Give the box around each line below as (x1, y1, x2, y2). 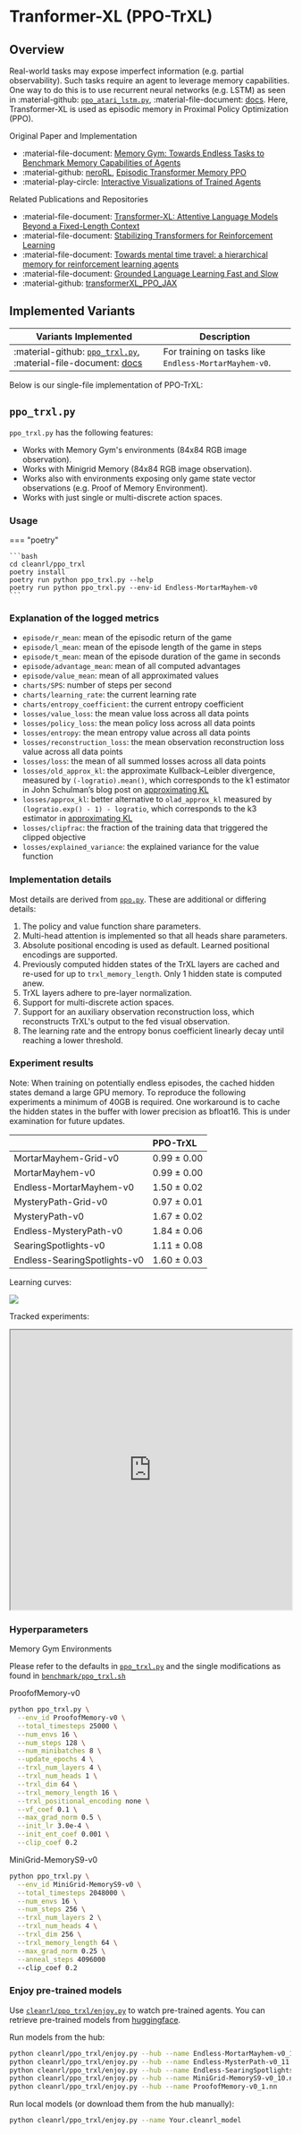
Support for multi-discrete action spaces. (21, 997, 174, 1007)
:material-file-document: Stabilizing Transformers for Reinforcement (21, 230, 273, 241)
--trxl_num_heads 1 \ (17, 1771, 98, 1781)
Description (199, 330, 250, 342)
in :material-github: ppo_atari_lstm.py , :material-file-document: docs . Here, (9, 94, 289, 105)
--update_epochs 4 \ (17, 1755, 94, 1764)
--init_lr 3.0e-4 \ (17, 1821, 90, 1830)
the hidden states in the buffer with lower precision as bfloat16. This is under (9, 1106, 290, 1117)
